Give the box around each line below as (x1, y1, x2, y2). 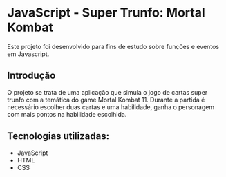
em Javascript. (7, 50, 50, 58)
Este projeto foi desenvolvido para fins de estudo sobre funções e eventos (7, 42, 220, 50)
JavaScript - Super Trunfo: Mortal (7, 5, 205, 21)
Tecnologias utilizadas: (7, 130, 109, 142)
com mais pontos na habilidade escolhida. (7, 110, 127, 118)
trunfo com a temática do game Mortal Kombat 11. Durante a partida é (7, 95, 205, 104)
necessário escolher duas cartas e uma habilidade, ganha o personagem (7, 102, 215, 111)
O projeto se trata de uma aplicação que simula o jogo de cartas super (7, 88, 208, 96)
